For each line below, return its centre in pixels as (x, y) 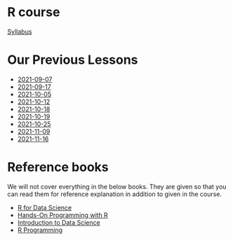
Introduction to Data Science (59, 222)
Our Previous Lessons (73, 60)
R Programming (40, 230)
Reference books (58, 167)
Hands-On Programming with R (63, 215)
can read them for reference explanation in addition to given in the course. (115, 194)
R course (34, 12)
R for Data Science (45, 207)
